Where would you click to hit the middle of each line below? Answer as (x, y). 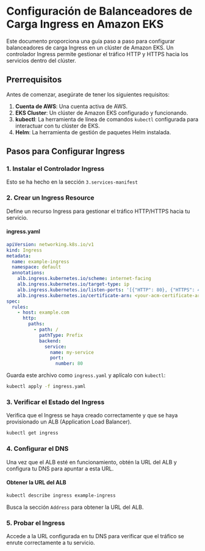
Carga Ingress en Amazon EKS (85, 24)
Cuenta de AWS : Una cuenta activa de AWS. (71, 106)
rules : (20, 307)
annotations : (28, 273)
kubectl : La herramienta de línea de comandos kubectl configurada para (107, 119)
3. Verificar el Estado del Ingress (56, 402)
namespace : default (37, 267)
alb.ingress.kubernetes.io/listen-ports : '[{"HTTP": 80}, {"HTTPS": (106, 290)
